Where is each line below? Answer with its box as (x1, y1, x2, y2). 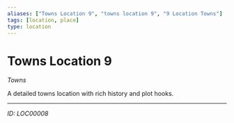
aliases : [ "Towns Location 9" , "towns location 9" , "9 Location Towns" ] (7, 10, 223, 17)
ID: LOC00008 (7, 109, 49, 118)
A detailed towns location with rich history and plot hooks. (7, 90, 174, 98)
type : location (7, 23, 52, 30)
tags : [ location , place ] (7, 17, 79, 24)
